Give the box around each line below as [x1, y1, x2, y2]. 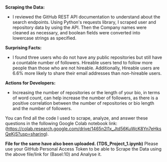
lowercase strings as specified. [12, 35, 77, 41]
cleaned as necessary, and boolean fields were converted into [12, 30, 141, 35]
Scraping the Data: [5, 4, 45, 10]
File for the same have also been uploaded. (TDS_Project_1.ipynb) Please [5, 141, 159, 147]
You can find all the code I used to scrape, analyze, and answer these [5, 115, 148, 121]
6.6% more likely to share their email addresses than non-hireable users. [12, 70, 162, 76]
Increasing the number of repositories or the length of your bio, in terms [12, 90, 161, 95]
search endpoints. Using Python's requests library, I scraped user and [12, 19, 156, 25]
